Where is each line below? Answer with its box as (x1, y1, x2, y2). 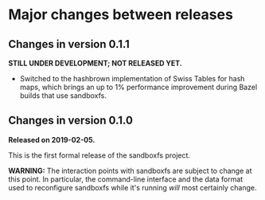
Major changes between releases (8, 6, 233, 24)
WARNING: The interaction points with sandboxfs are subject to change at (8, 166, 252, 175)
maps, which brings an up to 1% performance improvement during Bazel (19, 82, 258, 92)
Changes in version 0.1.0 (8, 114, 134, 127)
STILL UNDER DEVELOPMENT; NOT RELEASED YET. (8, 58, 183, 68)
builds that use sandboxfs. (19, 91, 107, 100)
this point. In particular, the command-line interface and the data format (8, 174, 244, 184)
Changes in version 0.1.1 (8, 37, 130, 51)
